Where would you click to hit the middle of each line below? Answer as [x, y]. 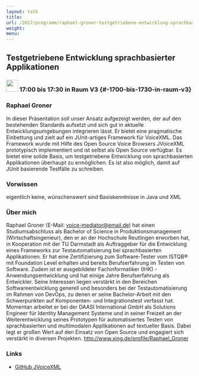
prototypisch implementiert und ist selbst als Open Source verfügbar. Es [94, 150]
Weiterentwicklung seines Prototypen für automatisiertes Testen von [90, 320]
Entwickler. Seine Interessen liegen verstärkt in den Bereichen [82, 282]
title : [14, 17]
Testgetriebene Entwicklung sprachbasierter [91, 58]
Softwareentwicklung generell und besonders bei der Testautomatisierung [97, 288]
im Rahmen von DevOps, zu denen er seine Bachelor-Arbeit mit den [89, 294]
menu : [13, 34]
